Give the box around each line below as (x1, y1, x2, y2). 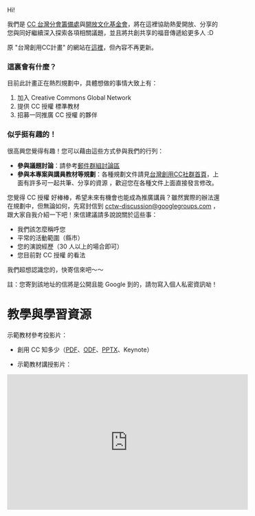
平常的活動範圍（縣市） (16, 233, 84, 241)
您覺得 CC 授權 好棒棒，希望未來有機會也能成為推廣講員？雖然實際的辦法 (7, 193, 214, 202)
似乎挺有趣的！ (7, 130, 57, 140)
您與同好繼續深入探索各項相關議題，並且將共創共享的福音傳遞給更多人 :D (7, 29, 214, 36)
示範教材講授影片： (16, 360, 72, 368)
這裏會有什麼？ (7, 62, 57, 72)
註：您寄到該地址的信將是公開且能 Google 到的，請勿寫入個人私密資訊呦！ (7, 280, 218, 288)
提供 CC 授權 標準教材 (16, 103, 80, 111)
